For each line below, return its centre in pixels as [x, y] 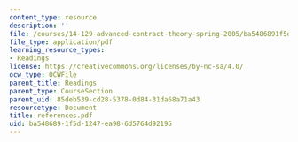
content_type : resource [53, 17]
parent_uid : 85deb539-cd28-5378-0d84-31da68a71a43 [105, 99]
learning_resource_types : [57, 50]
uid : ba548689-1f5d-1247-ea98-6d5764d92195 [91, 124]
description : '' [39, 26]
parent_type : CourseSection [61, 91]
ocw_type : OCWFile [43, 75]
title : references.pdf [51, 116]
